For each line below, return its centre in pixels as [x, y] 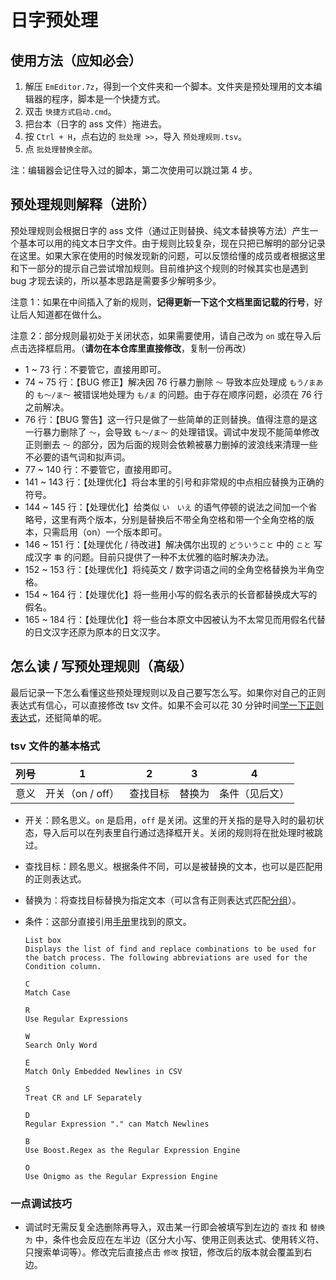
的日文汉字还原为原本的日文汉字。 [95, 632]
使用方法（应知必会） [76, 60]
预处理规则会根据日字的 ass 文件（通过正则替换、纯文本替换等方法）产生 [160, 230]
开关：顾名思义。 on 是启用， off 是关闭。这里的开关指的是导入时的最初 [170, 820]
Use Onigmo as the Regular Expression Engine [121, 1176]
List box [43, 940]
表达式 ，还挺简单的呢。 [58, 717]
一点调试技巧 [41, 1203]
